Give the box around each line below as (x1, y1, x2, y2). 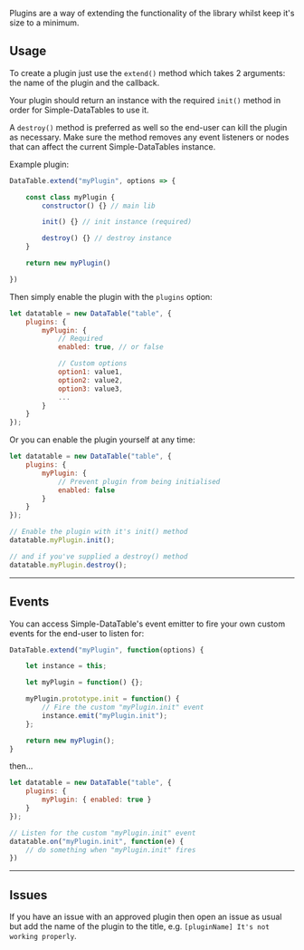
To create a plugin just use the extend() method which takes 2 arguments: (9, 67, 286, 78)
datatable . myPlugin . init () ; (9, 536, 116, 545)
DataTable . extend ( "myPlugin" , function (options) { (9, 645, 204, 654)
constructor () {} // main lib (42, 201, 156, 210)
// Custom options (57, 359, 128, 368)
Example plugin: (9, 159, 70, 170)
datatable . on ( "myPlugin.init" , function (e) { (9, 837, 184, 846)
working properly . (9, 931, 77, 942)
